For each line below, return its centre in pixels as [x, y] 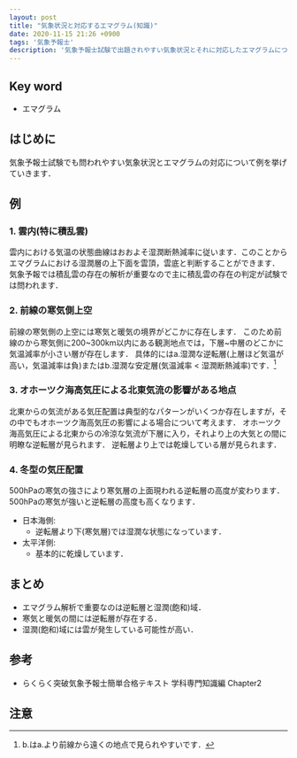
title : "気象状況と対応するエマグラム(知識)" [84, 26]
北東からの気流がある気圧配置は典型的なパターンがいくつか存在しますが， [145, 411]
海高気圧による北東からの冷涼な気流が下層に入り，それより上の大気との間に [148, 433]
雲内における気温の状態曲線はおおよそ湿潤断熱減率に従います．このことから [148, 252]
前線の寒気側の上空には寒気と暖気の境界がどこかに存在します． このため [141, 331]
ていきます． [32, 173]
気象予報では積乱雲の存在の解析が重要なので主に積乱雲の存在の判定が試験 [145, 275]
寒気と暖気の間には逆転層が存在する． [91, 618]
